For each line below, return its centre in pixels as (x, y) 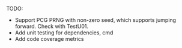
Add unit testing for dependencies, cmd (64, 33)
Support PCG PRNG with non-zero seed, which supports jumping (95, 20)
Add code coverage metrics (49, 39)
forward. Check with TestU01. (52, 26)
